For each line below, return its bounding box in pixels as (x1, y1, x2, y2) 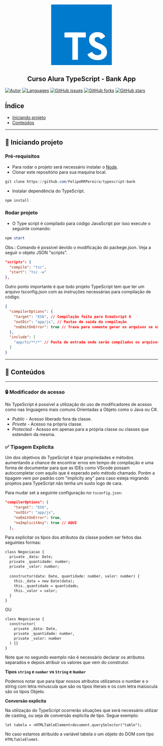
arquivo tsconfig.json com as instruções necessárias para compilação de (5, 289, 151, 295)
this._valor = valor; (14, 588, 57, 593)
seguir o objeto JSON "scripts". (5, 250, 68, 255)
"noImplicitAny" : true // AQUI (14, 520, 77, 525)
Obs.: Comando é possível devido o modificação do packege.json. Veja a (5, 244, 151, 250)
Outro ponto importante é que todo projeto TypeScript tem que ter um (5, 284, 145, 289)
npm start (5, 236, 25, 240)
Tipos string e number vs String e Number (5, 669, 86, 675)
